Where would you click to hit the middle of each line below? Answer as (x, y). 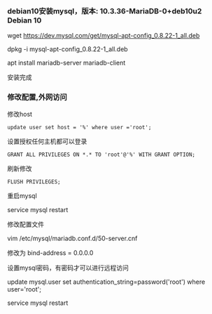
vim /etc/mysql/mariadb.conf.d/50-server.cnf (72, 238)
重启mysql (22, 195)
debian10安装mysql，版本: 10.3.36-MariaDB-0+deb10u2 (105, 11)
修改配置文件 (26, 224)
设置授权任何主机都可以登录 (47, 141)
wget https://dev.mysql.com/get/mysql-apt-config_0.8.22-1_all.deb (104, 36)
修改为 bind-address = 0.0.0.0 (50, 253)
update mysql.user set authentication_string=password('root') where (106, 282)
